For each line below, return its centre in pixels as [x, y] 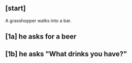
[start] [16, 8]
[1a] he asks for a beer [41, 37]
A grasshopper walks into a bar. [39, 20]
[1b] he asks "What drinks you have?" [66, 54]
